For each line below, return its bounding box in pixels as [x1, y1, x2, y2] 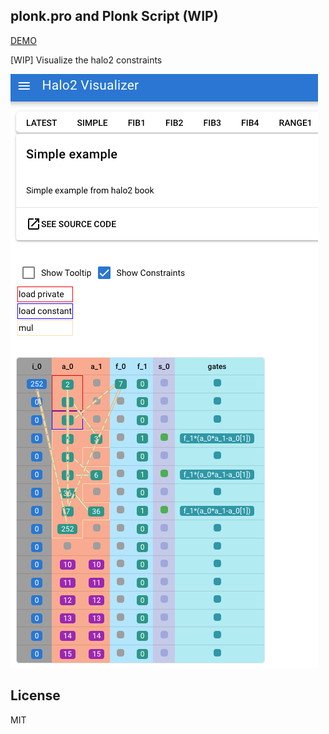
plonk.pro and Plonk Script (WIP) [10, 8, 219, 25]
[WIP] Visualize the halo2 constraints [10, 54, 163, 66]
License [10, 687, 61, 704]
